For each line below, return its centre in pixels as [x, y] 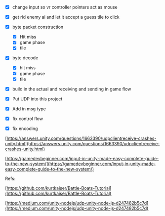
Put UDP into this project [37, 99]
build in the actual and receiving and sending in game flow [72, 89]
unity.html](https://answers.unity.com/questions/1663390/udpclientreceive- [82, 143]
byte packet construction [38, 27]
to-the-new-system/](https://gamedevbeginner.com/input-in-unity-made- [81, 164]
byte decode [25, 58]
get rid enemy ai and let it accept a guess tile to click [66, 17]
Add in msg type [29, 109]
